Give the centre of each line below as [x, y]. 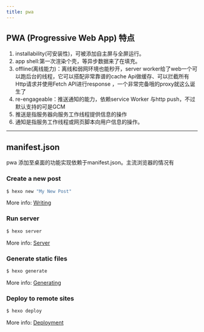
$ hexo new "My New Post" [39, 191]
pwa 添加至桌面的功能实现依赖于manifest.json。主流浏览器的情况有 [90, 163]
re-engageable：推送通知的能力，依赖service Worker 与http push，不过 [105, 99]
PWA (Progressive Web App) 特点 [70, 38]
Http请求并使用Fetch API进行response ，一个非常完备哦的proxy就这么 [102, 84]
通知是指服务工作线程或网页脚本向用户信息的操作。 [79, 122]
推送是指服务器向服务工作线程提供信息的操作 [71, 114]
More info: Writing [29, 203]
